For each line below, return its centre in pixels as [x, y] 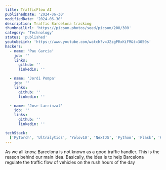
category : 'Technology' [30, 33]
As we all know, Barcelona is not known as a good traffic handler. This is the [82, 152]
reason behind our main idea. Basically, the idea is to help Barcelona [75, 157]
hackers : [14, 46]
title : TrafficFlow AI [28, 10]
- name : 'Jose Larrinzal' [36, 106]
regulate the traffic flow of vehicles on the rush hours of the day [70, 162]
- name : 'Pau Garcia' [32, 51]
